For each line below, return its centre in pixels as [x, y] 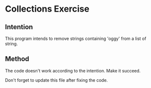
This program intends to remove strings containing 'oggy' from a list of [76, 38]
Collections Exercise [47, 9]
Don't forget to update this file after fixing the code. [57, 80]
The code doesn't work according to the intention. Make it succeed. [73, 70]
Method [17, 59]
